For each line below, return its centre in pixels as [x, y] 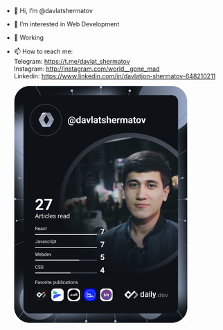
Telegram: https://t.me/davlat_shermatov [72, 61]
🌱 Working [28, 37]
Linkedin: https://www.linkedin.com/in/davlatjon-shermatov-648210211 [115, 76]
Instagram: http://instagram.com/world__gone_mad [87, 69]
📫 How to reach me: [43, 51]
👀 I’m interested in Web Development [66, 24]
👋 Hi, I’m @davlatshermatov [53, 11]
